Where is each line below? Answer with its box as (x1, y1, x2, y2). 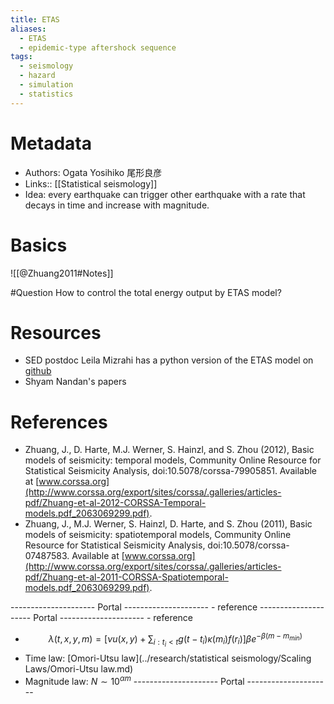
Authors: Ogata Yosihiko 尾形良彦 (24, 166, 163, 178)
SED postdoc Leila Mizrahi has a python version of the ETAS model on (24, 354, 314, 366)
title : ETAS (10, 14, 60, 25)
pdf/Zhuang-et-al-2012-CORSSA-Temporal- (24, 497, 207, 509)
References (10, 411, 108, 433)
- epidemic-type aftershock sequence (19, 42, 177, 53)
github (24, 365, 52, 377)
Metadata (10, 132, 92, 155)
